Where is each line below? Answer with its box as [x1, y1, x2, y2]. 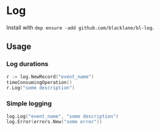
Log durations [6, 60, 49, 68]
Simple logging [6, 99, 52, 108]
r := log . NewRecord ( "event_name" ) [6, 74, 95, 80]
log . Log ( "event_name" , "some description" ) [6, 113, 119, 119]
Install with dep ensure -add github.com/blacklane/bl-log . [6, 24, 155, 31]
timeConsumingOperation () [6, 79, 72, 85]
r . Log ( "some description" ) [6, 85, 75, 91]
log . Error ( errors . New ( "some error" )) [6, 119, 103, 125]
